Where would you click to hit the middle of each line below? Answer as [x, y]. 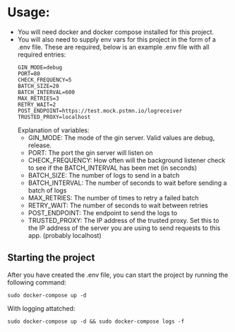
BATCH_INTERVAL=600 [46, 92]
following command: [37, 282]
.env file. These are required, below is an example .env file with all [113, 47]
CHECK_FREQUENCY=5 [44, 80]
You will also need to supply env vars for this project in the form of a [117, 39]
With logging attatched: [41, 308]
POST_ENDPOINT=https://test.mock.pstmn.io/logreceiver [100, 110]
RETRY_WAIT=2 [37, 104]
